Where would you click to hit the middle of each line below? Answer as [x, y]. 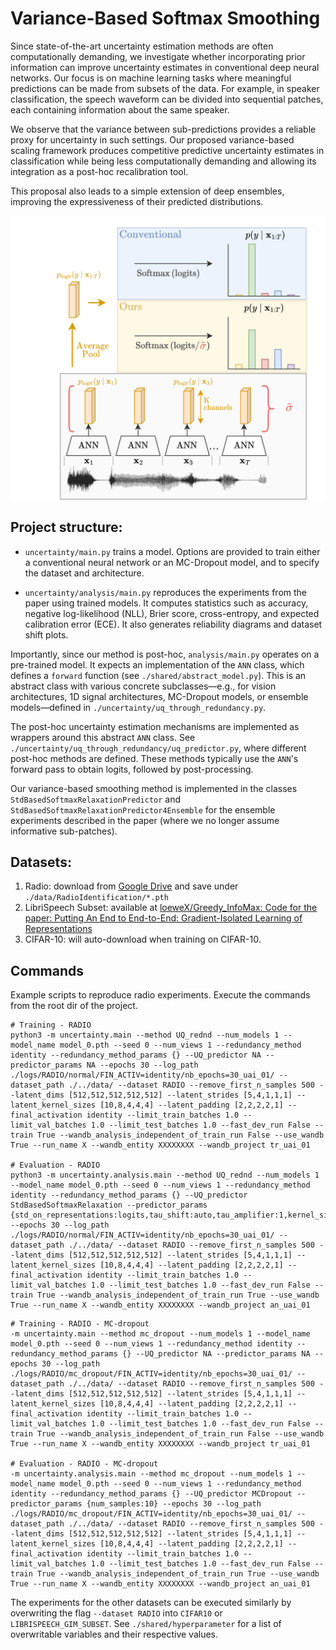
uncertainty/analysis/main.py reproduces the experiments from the [166, 592]
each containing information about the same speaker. [120, 109]
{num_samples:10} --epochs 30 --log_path [174, 1504]
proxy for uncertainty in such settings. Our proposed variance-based [152, 139]
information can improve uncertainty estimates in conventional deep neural [165, 67]
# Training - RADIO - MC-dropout [80, 1324]
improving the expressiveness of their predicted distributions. [137, 201]
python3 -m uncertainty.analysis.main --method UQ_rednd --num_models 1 [165, 1175]
